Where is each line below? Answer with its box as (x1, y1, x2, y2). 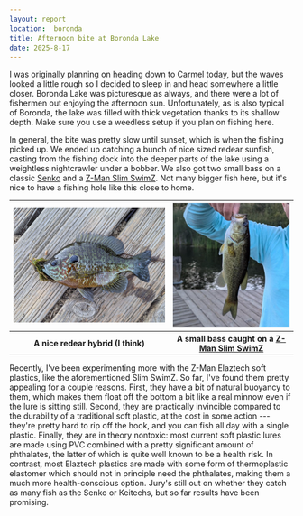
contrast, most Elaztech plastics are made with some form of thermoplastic (9, 458, 289, 469)
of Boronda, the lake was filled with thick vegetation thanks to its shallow (9, 107, 280, 118)
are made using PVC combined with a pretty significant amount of (9, 439, 254, 450)
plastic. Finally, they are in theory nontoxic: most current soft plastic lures (9, 429, 282, 441)
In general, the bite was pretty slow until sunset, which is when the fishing (9, 134, 284, 145)
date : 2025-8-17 (9, 43, 70, 52)
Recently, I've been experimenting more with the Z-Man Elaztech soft (9, 363, 266, 373)
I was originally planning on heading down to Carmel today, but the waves (9, 69, 284, 80)
